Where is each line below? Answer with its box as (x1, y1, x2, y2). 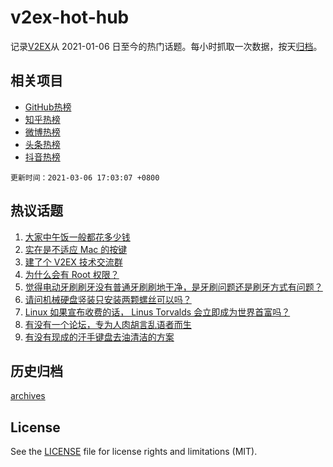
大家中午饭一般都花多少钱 (24, 231, 131, 243)
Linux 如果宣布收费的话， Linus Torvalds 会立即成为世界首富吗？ (24, 306, 291, 318)
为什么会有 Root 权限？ (24, 268, 120, 280)
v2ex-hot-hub (10, 6, 130, 29)
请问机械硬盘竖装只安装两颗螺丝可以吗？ (24, 293, 192, 305)
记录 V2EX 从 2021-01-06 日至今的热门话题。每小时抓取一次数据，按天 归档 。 (10, 40, 323, 52)
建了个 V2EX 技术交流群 (24, 256, 123, 268)
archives (10, 390, 46, 402)
